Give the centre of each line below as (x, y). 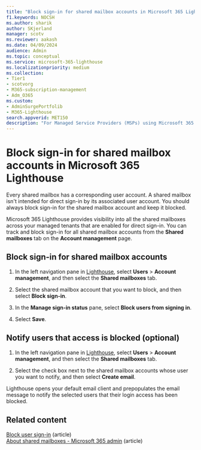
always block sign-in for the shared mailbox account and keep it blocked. (96, 208)
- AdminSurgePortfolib (34, 106)
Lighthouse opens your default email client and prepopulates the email (93, 388)
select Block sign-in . (41, 296)
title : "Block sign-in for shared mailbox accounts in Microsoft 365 (95, 12)
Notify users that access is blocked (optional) (93, 338)
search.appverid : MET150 (37, 117)
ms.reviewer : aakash (32, 40)
